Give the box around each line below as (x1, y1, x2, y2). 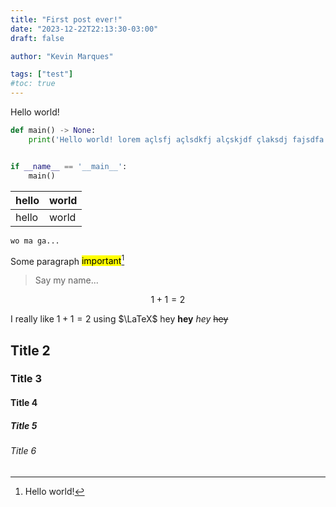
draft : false (10, 33, 65, 43)
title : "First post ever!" (10, 14, 123, 25)
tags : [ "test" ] (10, 69, 74, 80)
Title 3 (10, 372, 42, 386)
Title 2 (10, 342, 51, 359)
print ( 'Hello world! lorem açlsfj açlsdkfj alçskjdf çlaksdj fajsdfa (28, 134, 325, 145)
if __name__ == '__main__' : (10, 161, 128, 171)
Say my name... (34, 274, 99, 286)
